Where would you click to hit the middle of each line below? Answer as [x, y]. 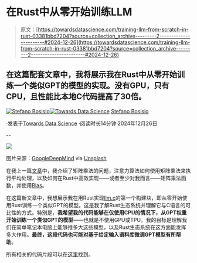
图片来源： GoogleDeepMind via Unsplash [56, 158]
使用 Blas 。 [34, 185]
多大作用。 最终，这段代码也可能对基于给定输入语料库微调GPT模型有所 [91, 234]
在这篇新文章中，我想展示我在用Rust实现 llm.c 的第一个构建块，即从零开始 [94, 198]
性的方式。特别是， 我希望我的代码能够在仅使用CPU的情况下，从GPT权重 [99, 213]
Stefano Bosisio [130, 111]
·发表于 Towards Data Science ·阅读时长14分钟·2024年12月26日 [82, 123]
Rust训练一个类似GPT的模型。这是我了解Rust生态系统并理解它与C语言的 [98, 205]
